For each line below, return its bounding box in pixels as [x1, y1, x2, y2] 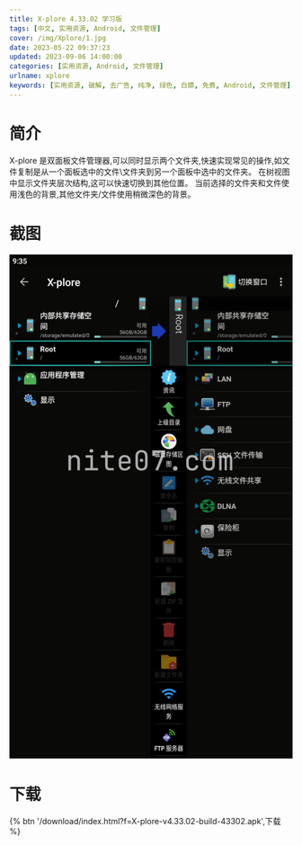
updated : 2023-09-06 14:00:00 [9, 52, 123, 62]
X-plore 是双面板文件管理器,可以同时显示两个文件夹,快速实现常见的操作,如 [9, 155, 283, 165]
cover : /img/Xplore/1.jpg [9, 33, 106, 42]
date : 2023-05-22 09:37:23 [9, 43, 111, 52]
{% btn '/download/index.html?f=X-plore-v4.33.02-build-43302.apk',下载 [9, 816, 281, 827]
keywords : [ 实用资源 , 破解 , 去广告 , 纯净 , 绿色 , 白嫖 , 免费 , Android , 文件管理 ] [9, 81, 291, 90]
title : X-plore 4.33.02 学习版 [9, 14, 123, 23]
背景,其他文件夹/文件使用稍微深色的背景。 [40, 189, 196, 200]
